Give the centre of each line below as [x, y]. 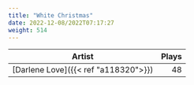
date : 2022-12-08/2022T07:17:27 [61, 23]
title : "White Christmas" [50, 15]
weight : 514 [28, 30]
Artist [83, 57]
